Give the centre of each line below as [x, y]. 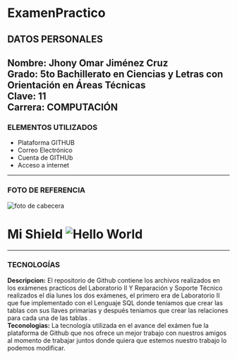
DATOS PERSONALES [55, 39]
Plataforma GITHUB [46, 143]
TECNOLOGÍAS [34, 265]
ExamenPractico [56, 13]
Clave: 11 [27, 96]
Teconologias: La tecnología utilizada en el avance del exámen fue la [108, 325]
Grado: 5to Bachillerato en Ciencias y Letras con [115, 74]
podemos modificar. [36, 348]
